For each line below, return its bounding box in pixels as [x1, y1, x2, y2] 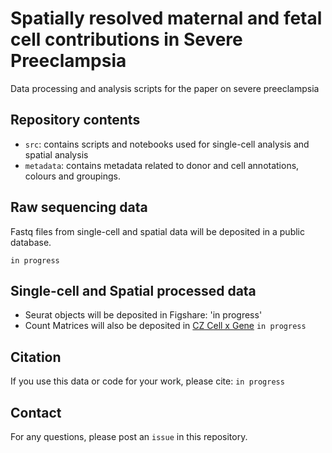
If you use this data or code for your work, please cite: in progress [10, 375, 285, 387]
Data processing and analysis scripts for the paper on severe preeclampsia [10, 82, 320, 94]
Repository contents [10, 112, 141, 129]
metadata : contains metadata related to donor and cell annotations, [24, 159, 300, 171]
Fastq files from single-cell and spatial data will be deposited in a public [10, 225, 305, 237]
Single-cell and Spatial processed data [10, 282, 257, 299]
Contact [10, 404, 62, 421]
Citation [10, 348, 62, 366]
